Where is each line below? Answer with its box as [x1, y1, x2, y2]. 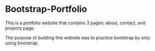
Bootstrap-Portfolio [5, 3, 87, 15]
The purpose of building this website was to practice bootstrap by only [5, 35, 150, 41]
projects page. [5, 25, 35, 31]
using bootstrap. [5, 40, 39, 46]
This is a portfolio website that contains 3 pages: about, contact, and [5, 20, 146, 26]
